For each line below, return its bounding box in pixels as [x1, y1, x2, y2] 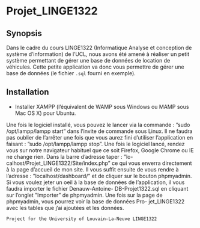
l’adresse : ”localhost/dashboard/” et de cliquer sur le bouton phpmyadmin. [6, 172, 192, 179]
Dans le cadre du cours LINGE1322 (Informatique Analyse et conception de [6, 44, 192, 51]
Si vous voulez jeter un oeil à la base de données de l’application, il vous [6, 179, 185, 186]
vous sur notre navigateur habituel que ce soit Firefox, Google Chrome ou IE [6, 146, 194, 154]
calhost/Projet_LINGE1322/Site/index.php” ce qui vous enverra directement [6, 159, 192, 167]
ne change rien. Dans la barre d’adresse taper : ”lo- [6, 153, 133, 160]
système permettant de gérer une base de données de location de [6, 57, 171, 64]
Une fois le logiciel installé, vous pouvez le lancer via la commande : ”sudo [6, 121, 190, 128]
